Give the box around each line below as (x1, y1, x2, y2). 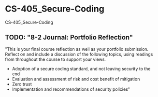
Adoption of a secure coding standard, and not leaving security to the (12, 66, 151, 71)
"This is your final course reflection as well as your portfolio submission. (5, 46, 149, 52)
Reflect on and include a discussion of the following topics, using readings (5, 51, 153, 57)
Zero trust (12, 81, 32, 87)
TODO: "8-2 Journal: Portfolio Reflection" (5, 33, 133, 42)
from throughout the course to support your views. (5, 56, 106, 62)
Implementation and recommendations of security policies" (12, 86, 130, 92)
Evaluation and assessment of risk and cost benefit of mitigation (12, 76, 140, 82)
